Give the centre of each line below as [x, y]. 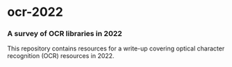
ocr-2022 [35, 12]
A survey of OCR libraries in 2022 [65, 34]
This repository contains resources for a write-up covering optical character [116, 48]
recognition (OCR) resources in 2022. [61, 56]
